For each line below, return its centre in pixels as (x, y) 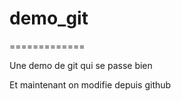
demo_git (49, 18)
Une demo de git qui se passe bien (81, 65)
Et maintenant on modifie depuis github (90, 84)
